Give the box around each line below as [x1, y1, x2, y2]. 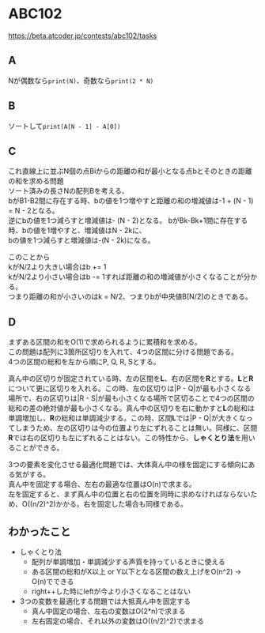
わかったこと [8, 525, 71, 538]
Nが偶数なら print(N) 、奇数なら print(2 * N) [8, 76, 154, 85]
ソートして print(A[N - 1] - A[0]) [8, 121, 121, 130]
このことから [8, 252, 50, 262]
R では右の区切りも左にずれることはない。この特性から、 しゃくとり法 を [8, 433, 242, 443]
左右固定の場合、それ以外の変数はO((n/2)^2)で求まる [31, 616, 204, 625]
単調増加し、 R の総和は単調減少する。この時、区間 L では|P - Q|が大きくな [8, 413, 247, 423]
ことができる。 [14, 443, 64, 453]
